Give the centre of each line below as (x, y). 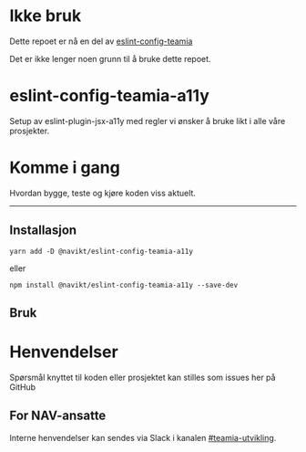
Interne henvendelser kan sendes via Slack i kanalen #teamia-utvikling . (143, 437)
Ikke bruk (46, 16)
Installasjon (43, 231)
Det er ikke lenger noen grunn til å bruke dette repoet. (110, 58)
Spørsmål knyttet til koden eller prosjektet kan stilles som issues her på (143, 377)
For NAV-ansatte (58, 416)
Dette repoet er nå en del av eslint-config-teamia (101, 41)
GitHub (23, 387)
